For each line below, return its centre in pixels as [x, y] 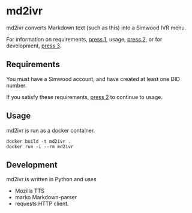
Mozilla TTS [30, 191]
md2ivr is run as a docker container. [51, 130]
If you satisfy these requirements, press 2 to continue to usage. [85, 97]
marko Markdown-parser [46, 197]
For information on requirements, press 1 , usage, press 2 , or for [84, 39]
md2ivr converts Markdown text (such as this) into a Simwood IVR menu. [96, 28]
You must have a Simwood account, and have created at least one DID [93, 79]
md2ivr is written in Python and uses [52, 179]
